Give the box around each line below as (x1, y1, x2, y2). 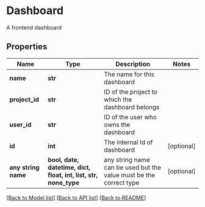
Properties (6, 42, 48, 52)
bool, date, (48, 155, 79, 164)
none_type (48, 178, 79, 187)
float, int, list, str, (48, 170, 98, 179)
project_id (9, 95, 40, 104)
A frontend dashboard (6, 24, 62, 31)
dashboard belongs (103, 103, 160, 111)
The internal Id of (103, 138, 153, 147)
